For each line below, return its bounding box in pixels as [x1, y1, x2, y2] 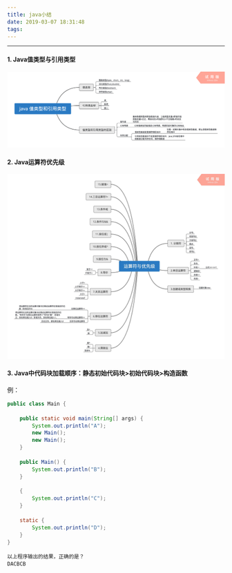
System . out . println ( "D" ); [32, 524, 107, 531]
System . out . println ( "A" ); [32, 422, 107, 429]
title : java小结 [7, 11, 52, 18]
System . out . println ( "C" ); [32, 495, 107, 502]
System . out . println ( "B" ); [32, 466, 107, 473]
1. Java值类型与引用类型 [7, 55, 76, 64]
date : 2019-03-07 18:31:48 [7, 18, 85, 26]
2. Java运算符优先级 [7, 157, 65, 166]
